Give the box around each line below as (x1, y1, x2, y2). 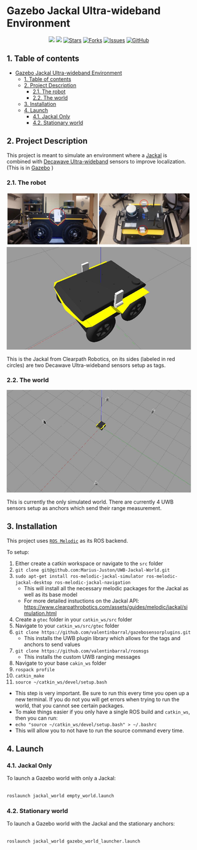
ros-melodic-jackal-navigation (54, 579, 131, 586)
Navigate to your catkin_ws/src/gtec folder (15, 622, 119, 629)
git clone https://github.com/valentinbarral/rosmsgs (15, 648, 149, 654)
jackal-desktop (15, 579, 53, 586)
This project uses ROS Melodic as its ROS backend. (6, 537, 128, 544)
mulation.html (23, 610, 57, 617)
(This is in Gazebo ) (6, 164, 54, 171)
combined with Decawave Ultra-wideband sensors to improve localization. (6, 158, 186, 165)
